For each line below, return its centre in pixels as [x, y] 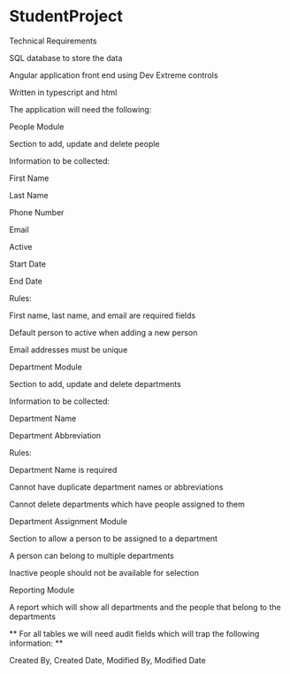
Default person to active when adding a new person [103, 332]
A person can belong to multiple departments [92, 555]
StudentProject [66, 16]
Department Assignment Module [69, 521]
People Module [37, 127]
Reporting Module [42, 590]
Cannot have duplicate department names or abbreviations [116, 487]
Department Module [46, 367]
